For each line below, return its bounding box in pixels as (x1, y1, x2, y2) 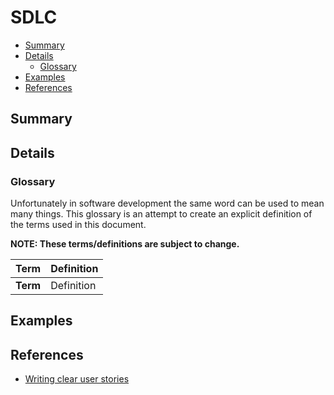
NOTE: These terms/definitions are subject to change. (10, 238, 240, 250)
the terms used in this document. (10, 219, 147, 231)
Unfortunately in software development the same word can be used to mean (10, 197, 325, 210)
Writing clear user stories (24, 373, 130, 385)
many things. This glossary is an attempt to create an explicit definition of (10, 208, 313, 220)
